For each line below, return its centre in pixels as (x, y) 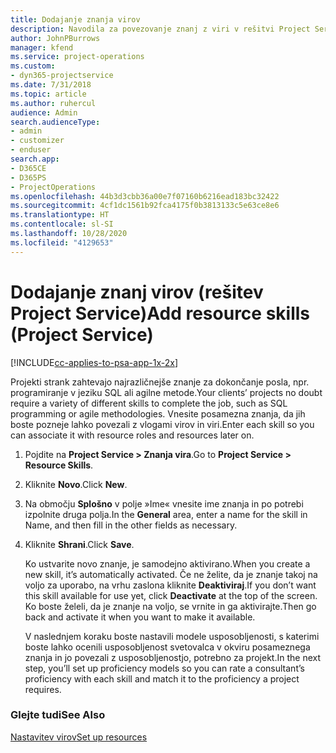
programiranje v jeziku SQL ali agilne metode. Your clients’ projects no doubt (166, 392)
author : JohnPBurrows (55, 38)
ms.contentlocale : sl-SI (62, 224)
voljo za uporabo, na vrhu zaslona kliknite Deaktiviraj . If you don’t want (170, 585)
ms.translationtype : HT (60, 215)
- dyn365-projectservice (62, 76)
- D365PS (28, 177)
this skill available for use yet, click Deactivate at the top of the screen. (171, 595)
